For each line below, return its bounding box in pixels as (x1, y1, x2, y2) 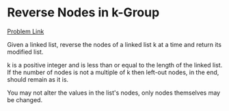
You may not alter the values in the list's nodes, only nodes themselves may (7, 89, 221, 97)
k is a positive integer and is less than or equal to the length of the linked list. (7, 61, 223, 69)
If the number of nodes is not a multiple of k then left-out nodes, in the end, (7, 68, 219, 76)
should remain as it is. (7, 75, 69, 83)
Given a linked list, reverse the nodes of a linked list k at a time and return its (7, 40, 222, 48)
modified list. (7, 48, 44, 56)
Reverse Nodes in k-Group (7, 5, 160, 20)
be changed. (7, 95, 43, 104)
